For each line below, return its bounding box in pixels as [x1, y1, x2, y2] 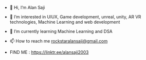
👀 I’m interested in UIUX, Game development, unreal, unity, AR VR [9, 14, 141, 19]
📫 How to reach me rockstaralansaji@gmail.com [9, 38, 108, 44]
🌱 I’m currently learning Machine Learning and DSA [9, 29, 113, 34]
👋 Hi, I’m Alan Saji [9, 5, 45, 10]
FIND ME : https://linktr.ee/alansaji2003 [9, 49, 89, 55]
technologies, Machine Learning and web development [9, 19, 120, 25]
